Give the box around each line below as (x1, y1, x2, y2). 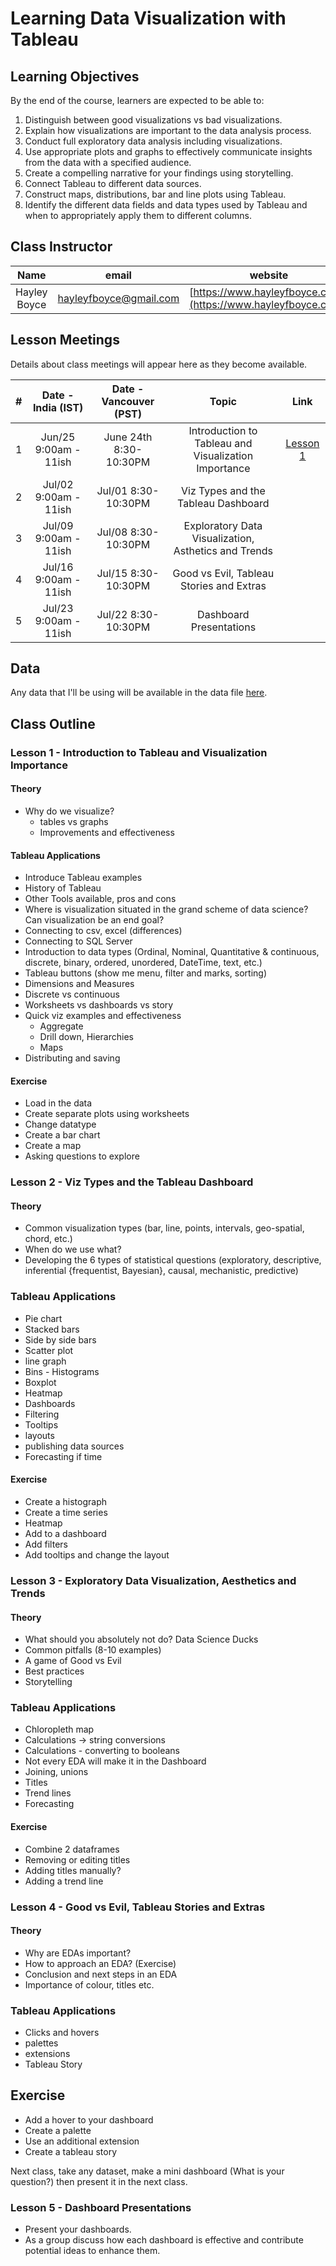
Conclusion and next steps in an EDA (24, 1968, 178, 1980)
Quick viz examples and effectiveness (24, 1010, 182, 1022)
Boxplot (24, 1376, 57, 1388)
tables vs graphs (39, 815, 109, 827)
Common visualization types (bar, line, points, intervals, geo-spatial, (24, 1222, 305, 1234)
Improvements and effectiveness (39, 826, 175, 838)
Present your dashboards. (24, 2223, 132, 2236)
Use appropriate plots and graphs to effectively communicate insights (24, 146, 313, 157)
